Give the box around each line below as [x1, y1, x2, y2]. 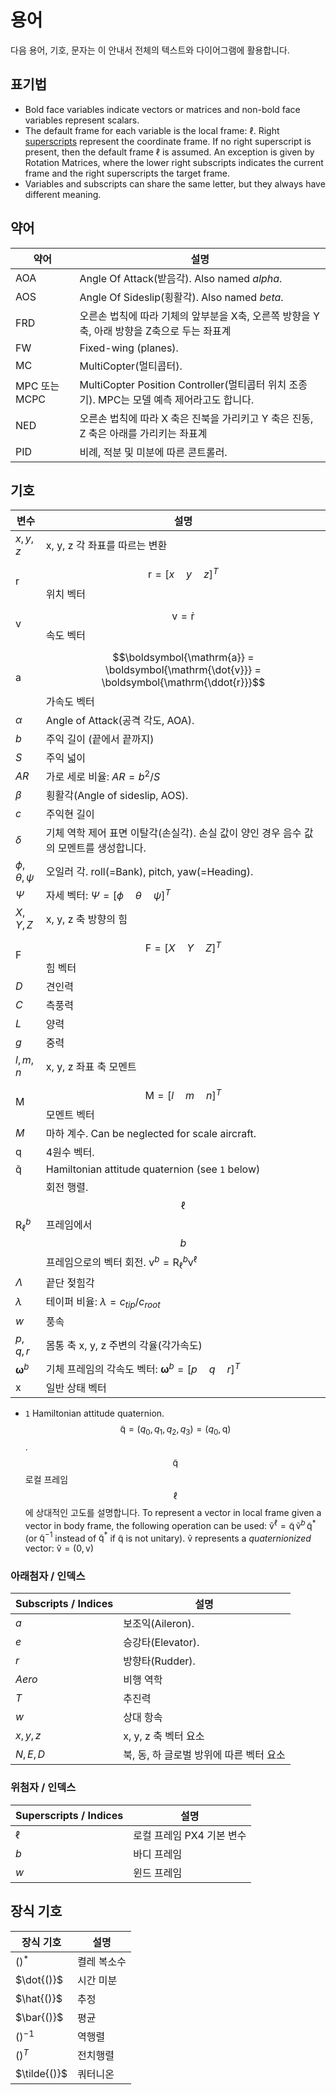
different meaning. [24, 188, 102, 200]
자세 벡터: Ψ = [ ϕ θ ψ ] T [45, 887, 172, 903]
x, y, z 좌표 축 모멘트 [45, 1059, 137, 1073]
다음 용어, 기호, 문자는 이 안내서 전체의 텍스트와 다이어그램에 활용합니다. [10, 44, 290, 56]
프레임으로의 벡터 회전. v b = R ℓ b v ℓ [45, 1254, 198, 1271]
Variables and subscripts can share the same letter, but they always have [24, 177, 326, 190]
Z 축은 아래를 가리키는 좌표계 [79, 426, 208, 440]
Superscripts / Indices [15, 1808, 124, 1822]
